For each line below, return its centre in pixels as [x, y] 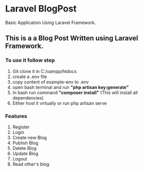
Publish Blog [25, 142]
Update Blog [25, 153]
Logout [20, 158]
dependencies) [28, 97]
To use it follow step [30, 60]
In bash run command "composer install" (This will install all [75, 92]
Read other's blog [31, 164]
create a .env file [30, 76]
